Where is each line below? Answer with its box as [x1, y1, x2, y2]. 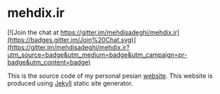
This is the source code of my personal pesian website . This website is [7, 72, 213, 80]
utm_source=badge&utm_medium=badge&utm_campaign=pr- [7, 51, 188, 59]
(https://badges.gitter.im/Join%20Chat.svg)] [7, 35, 136, 43]
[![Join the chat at [7, 28, 59, 36]
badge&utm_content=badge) [7, 58, 91, 66]
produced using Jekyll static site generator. [7, 79, 133, 87]
